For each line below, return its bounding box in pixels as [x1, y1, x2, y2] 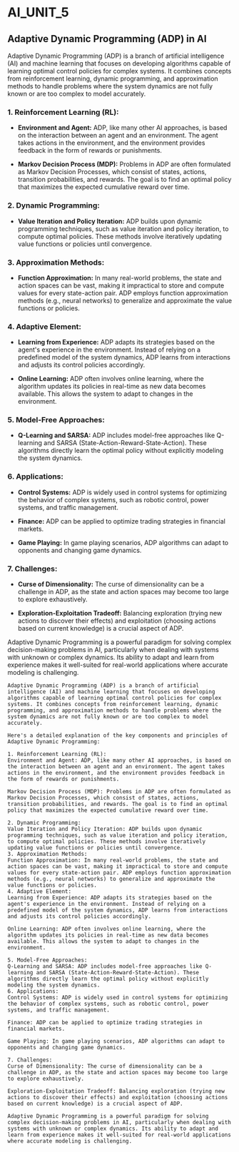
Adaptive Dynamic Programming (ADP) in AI [7, 33, 207, 45]
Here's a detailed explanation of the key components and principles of [7, 732, 228, 739]
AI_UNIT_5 [7, 4, 69, 21]
